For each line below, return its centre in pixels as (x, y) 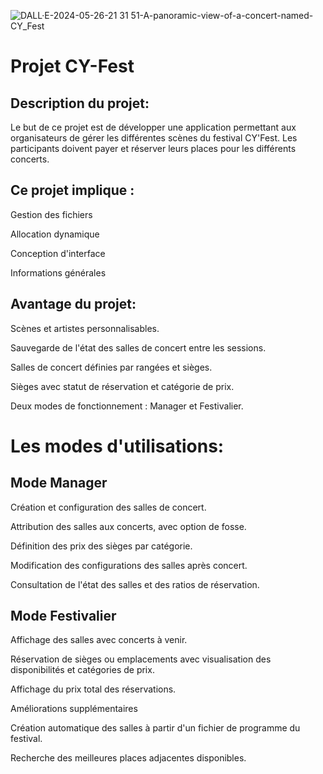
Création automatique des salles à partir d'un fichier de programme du (155, 728)
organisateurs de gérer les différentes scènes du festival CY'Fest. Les (154, 138)
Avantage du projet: (73, 304)
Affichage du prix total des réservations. (93, 689)
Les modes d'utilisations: (117, 446)
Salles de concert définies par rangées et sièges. (111, 367)
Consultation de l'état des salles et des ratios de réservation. (135, 584)
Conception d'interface (58, 253)
